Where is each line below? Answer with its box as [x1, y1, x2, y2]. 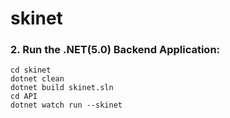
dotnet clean [10, 74, 65, 84]
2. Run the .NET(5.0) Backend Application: [10, 43, 221, 57]
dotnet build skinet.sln [10, 83, 114, 93]
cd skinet [10, 65, 52, 76]
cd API [10, 92, 38, 102]
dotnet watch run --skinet [10, 100, 123, 111]
